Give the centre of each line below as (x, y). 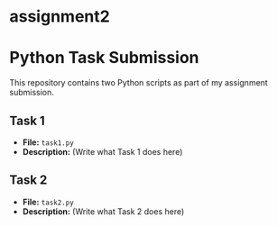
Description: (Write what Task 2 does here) (103, 211)
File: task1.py (48, 142)
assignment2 (60, 17)
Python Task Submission (105, 58)
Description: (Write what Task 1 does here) (102, 151)
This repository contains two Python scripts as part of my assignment (138, 83)
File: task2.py (48, 202)
